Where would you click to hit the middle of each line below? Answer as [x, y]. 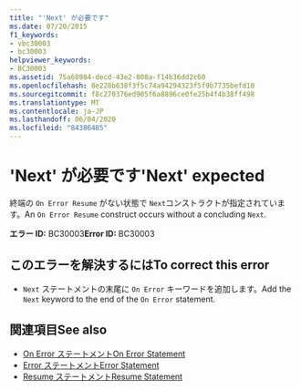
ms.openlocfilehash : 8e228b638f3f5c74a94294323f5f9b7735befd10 [132, 86]
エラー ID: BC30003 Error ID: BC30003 [82, 233]
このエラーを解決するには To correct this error [140, 265]
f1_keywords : [34, 35]
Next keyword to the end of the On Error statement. [119, 299]
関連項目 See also [58, 330]
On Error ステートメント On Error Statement [104, 354]
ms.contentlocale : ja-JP [57, 111]
